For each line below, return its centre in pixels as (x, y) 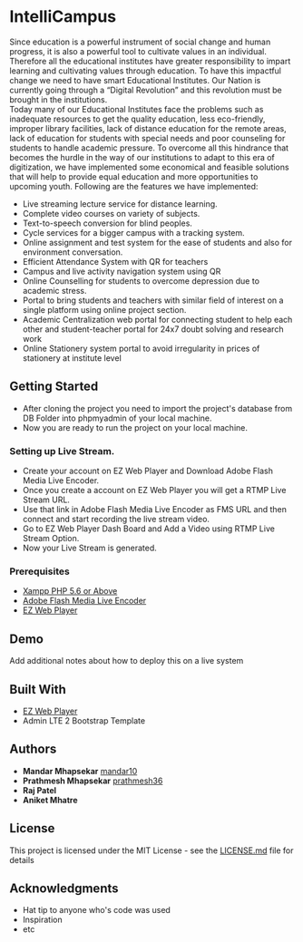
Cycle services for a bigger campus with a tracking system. (133, 232)
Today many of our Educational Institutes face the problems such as (137, 109)
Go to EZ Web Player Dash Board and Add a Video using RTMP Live (148, 529)
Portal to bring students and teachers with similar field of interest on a (153, 300)
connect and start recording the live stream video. (116, 520)
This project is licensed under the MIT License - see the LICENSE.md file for (151, 850)
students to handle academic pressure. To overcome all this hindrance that (149, 148)
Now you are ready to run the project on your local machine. (135, 427)
